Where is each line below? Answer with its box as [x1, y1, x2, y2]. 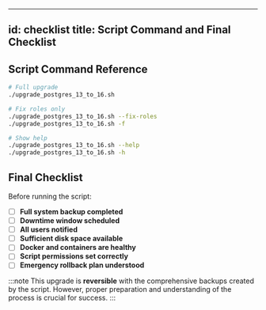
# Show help [8, 134, 47, 142]
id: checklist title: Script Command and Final [8, 23, 231, 36]
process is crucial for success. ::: [8, 293, 116, 303]
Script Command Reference [8, 62, 148, 76]
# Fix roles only [8, 104, 66, 113]
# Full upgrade [8, 84, 59, 92]
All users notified [19, 225, 78, 234]
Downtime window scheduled [19, 216, 120, 225]
